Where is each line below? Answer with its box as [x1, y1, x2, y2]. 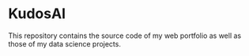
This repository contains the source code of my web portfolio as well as [8, 31, 242, 40]
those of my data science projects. [8, 39, 121, 48]
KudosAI [8, 5, 66, 23]
